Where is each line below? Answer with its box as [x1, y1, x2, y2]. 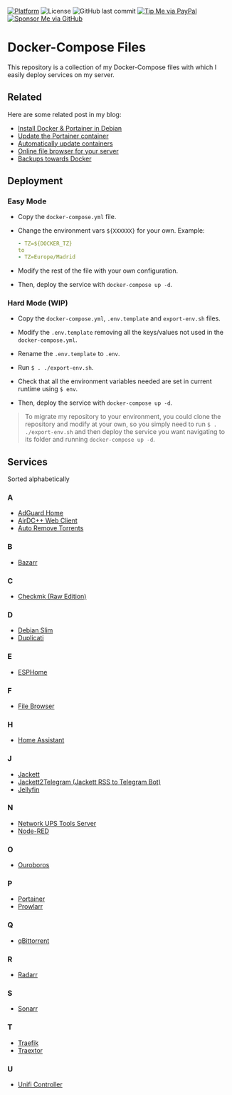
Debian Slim [17, 626, 53, 635]
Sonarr [17, 1004, 38, 1013]
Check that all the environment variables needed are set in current [17, 377, 212, 385]
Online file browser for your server [17, 146, 119, 155]
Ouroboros [17, 861, 50, 869]
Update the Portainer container [17, 131, 109, 140]
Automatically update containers [17, 139, 113, 148]
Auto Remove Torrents [17, 524, 84, 533]
